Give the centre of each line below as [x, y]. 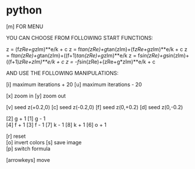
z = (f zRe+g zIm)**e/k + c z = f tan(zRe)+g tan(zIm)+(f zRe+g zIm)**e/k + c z [97, 49]
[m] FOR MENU [25, 26]
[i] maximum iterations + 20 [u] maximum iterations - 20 [74, 84]
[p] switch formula [28, 148]
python [24, 10]
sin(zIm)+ [178, 55]
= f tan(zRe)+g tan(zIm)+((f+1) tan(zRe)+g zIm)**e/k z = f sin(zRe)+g [86, 55]
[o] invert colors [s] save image [44, 142]
